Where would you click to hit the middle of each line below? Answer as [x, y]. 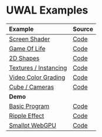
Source [83, 29]
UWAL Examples [47, 10]
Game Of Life [27, 48]
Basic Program [29, 106]
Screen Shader [30, 39]
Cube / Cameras [32, 87]
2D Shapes [24, 58]
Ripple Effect [27, 116]
